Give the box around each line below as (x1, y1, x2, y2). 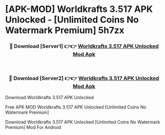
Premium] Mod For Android (5, 124, 61, 130)
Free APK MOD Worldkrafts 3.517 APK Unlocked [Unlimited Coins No (5, 104, 146, 110)
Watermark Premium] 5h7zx (5, 25, 124, 36)
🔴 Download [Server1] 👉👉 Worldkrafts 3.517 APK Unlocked (9, 43, 159, 50)
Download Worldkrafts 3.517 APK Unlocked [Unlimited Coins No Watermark (5, 119, 160, 125)
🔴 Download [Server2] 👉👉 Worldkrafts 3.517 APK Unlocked (8, 75, 159, 82)
